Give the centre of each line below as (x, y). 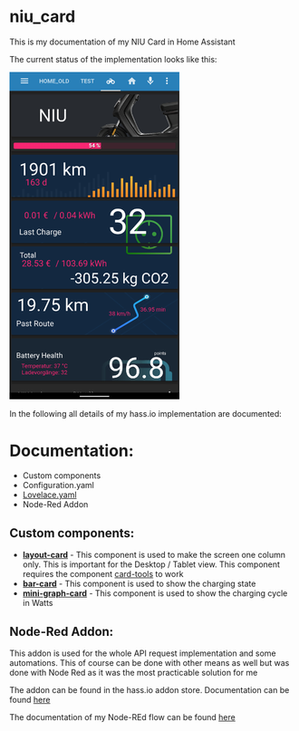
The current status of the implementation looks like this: (113, 59)
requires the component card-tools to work (103, 574)
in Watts (38, 603)
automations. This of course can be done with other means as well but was (149, 663)
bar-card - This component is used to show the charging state (139, 584)
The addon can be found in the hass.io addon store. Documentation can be (149, 690)
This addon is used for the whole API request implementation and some (143, 653)
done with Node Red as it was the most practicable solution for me (134, 673)
